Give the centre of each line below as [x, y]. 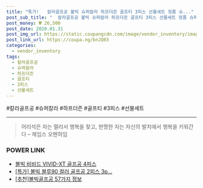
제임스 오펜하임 [50, 134]
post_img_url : [24, 34]
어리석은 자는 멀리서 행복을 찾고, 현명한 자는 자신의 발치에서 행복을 [99, 127]
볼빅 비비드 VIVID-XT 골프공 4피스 [56, 164]
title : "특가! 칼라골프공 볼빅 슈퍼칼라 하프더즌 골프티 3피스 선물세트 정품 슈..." [100, 12]
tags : [13, 57]
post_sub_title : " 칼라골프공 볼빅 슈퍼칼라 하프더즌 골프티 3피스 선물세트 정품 [97, 17]
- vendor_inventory [36, 51]
